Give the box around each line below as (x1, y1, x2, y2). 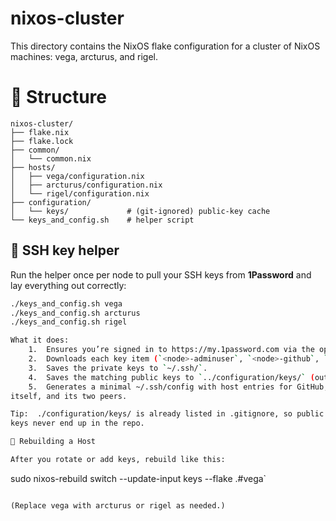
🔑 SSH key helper (10, 242, 120, 259)
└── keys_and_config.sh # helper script (10, 215, 195, 225)
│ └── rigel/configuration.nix (10, 188, 150, 199)
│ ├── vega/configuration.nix (10, 171, 145, 181)
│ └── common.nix (10, 153, 92, 164)
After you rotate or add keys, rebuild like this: (10, 455, 226, 465)
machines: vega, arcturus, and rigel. (10, 50, 159, 62)
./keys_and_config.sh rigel (10, 317, 128, 327)
